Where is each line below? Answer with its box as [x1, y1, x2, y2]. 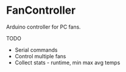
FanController [6, 4, 76, 17]
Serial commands [14, 46, 58, 54]
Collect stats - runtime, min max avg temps [14, 59, 121, 66]
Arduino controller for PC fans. [6, 23, 81, 30]
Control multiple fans [14, 52, 67, 60]
